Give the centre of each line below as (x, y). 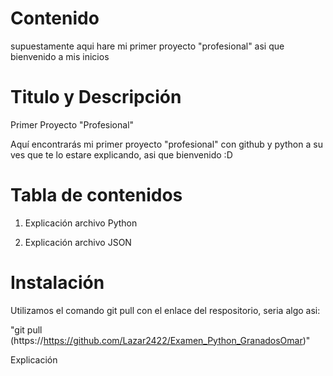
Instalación (57, 283)
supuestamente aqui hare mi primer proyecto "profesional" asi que (147, 46)
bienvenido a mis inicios (60, 56)
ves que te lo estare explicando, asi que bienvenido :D (121, 154)
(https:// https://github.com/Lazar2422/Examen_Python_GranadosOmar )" (160, 340)
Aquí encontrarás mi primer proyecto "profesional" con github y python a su (166, 144)
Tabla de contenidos (96, 195)
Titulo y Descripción (96, 97)
